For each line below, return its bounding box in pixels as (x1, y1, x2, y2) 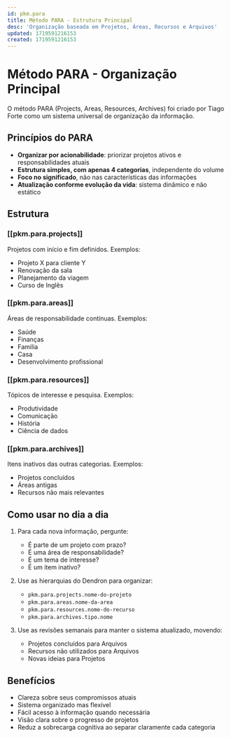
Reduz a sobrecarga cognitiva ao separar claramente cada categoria (17, 723, 216, 732)
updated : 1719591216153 (7, 29, 77, 37)
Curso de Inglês (17, 281, 64, 289)
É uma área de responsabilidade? (27, 548, 125, 557)
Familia (17, 342, 38, 350)
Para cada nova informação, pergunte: (17, 527, 129, 536)
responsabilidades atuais (17, 158, 90, 166)
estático (17, 187, 41, 196)
